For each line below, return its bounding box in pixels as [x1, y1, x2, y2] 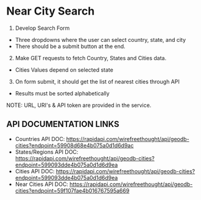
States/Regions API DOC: [15, 148, 79, 156]
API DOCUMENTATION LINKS [6, 119, 120, 129]
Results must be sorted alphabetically [15, 89, 110, 97]
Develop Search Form [15, 24, 70, 32]
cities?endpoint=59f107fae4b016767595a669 [15, 187, 130, 194]
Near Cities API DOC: [15, 181, 69, 188]
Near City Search [6, 4, 95, 18]
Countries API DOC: [15, 135, 65, 142]
